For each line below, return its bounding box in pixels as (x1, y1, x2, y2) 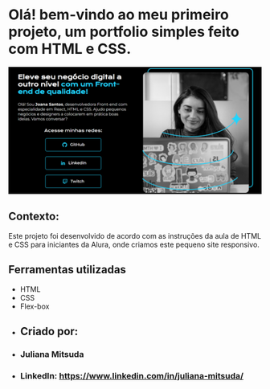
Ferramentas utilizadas (8, 263, 127, 276)
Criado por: (19, 324, 79, 338)
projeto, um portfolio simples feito (8, 23, 239, 41)
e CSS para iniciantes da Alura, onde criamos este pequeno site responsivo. (8, 240, 260, 249)
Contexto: (8, 210, 59, 223)
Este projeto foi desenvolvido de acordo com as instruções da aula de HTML (8, 231, 262, 240)
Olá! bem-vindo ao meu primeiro (8, 6, 229, 24)
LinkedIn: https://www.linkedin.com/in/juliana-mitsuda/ (19, 370, 243, 381)
